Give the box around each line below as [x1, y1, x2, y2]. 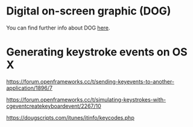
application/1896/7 [6, 84, 53, 91]
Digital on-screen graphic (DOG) [6, 4, 171, 18]
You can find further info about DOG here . [6, 24, 110, 31]
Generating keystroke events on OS [6, 45, 188, 59]
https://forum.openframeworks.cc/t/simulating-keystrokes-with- [6, 96, 166, 103]
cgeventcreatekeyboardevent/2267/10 [6, 102, 101, 110]
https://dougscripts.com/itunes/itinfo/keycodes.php [6, 114, 134, 121]
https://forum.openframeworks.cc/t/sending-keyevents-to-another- [6, 78, 175, 85]
